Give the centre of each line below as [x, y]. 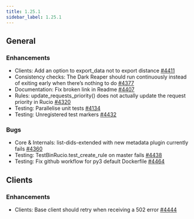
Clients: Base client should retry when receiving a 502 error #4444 [96, 210]
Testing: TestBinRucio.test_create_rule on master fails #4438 [88, 155]
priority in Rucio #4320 [43, 102]
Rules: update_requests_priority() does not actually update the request [100, 96]
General [21, 41]
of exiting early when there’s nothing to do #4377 [74, 83]
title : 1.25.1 [24, 12]
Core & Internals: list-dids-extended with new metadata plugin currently [101, 143]
